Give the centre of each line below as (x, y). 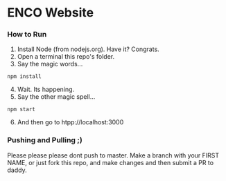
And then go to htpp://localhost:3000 (70, 122)
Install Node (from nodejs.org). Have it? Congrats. (88, 49)
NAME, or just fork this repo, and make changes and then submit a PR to (110, 162)
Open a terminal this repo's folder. (66, 57)
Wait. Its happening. (46, 89)
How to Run (27, 35)
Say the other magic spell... (56, 97)
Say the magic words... (50, 64)
